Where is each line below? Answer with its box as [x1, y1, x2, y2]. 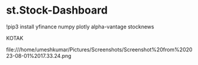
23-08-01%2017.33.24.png [6, 52, 72, 59]
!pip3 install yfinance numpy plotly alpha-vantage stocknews [6, 23, 155, 30]
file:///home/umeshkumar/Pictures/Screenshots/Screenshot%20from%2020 [6, 45, 193, 53]
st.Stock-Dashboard [6, 4, 108, 17]
